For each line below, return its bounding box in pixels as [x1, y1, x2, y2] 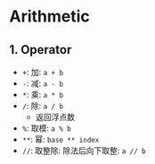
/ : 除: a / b [21, 100, 64, 111]
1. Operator [9, 42, 72, 57]
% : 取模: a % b [21, 123, 71, 134]
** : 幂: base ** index [21, 134, 100, 144]
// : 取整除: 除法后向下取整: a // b [21, 145, 146, 156]
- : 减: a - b [21, 78, 64, 89]
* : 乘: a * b [21, 90, 64, 99]
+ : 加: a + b [21, 67, 64, 77]
